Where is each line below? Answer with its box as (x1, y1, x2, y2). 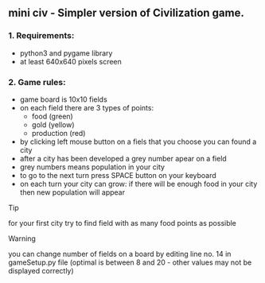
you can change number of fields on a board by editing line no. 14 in (8, 249, 232, 258)
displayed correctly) (8, 266, 74, 275)
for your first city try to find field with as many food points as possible (8, 218, 237, 227)
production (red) (31, 128, 86, 138)
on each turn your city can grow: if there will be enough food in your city (19, 179, 258, 188)
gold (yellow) (31, 119, 75, 130)
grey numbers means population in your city (19, 162, 166, 172)
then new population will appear (19, 187, 126, 197)
